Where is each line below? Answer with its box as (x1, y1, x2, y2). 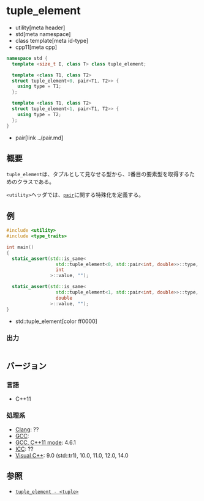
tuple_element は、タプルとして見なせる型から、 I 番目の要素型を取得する (6, 171, 190, 178)
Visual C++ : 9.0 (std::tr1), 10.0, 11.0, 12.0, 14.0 (15, 451, 129, 459)
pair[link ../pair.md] (15, 134, 64, 141)
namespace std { (6, 55, 48, 61)
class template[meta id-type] (15, 37, 89, 44)
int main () (6, 244, 34, 250)
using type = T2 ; (17, 111, 62, 117)
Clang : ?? (15, 426, 39, 433)
